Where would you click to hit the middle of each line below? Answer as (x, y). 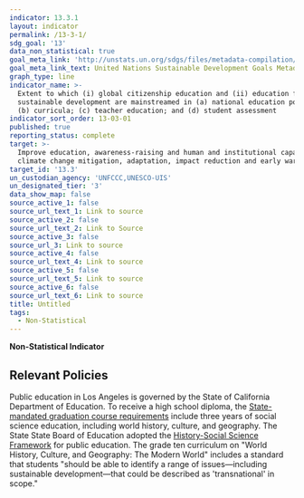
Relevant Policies (59, 375)
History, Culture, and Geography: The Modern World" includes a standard (147, 455)
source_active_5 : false (54, 271)
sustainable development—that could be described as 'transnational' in (142, 474)
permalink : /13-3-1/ (48, 34)
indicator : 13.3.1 (44, 18)
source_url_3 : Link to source (66, 245)
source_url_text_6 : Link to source (76, 295)
